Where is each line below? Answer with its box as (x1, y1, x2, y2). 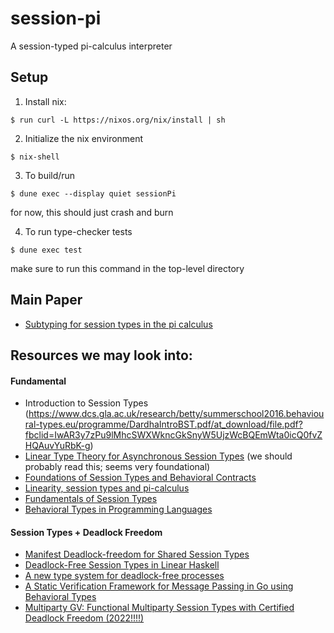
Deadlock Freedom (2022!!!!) (24, 612, 145, 624)
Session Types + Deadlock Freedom (10, 526, 163, 538)
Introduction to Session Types (24, 397, 149, 409)
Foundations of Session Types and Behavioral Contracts (24, 472, 257, 484)
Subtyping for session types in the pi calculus (24, 318, 213, 330)
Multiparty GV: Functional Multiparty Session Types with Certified (24, 602, 295, 614)
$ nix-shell (10, 152, 60, 162)
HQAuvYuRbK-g (24, 440, 91, 452)
